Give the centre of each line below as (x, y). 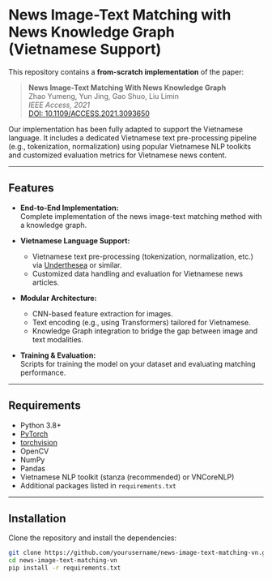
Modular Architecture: (58, 298)
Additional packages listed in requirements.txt (98, 485)
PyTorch (34, 434)
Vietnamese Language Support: (75, 240)
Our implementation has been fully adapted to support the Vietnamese (126, 129)
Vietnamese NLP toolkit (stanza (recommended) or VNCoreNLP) (127, 477)
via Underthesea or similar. (77, 264)
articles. (45, 282)
